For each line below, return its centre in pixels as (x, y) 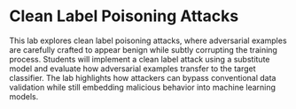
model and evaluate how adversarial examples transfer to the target (132, 69)
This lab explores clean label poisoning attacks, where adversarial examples (148, 40)
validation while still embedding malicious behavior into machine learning (143, 87)
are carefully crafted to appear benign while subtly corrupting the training (143, 49)
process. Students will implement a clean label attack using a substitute (140, 59)
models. (24, 96)
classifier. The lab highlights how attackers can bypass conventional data (143, 77)
